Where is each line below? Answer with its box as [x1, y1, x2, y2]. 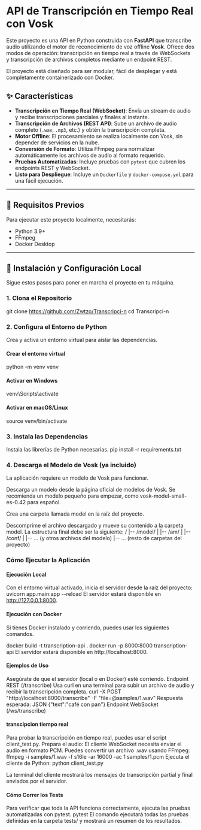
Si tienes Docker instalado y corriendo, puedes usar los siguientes [6, 624, 169, 631]
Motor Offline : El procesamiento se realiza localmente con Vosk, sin [14, 132, 183, 140]
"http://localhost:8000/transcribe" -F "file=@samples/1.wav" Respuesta [6, 694, 184, 701]
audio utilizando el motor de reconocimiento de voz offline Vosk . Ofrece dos [6, 43, 194, 50]
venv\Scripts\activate [6, 390, 59, 398]
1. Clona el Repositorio [6, 294, 72, 302]
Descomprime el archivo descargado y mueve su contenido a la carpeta [6, 522, 184, 529]
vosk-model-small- [139, 492, 187, 499]
